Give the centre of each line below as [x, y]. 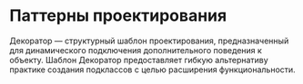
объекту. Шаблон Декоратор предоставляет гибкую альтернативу [139, 60]
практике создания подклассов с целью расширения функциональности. [152, 70]
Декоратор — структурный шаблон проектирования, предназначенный [149, 41]
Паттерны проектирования [118, 16]
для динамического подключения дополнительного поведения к [136, 50]
